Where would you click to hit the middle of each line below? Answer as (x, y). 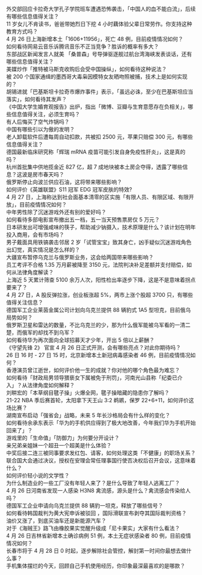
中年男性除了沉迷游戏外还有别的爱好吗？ (56, 212)
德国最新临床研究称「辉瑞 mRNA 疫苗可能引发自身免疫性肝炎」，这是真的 (96, 152)
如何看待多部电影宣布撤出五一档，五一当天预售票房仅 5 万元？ (83, 219)
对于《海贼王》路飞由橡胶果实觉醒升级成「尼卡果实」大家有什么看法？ (93, 528)
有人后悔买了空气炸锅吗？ (38, 122)
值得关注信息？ (25, 302)
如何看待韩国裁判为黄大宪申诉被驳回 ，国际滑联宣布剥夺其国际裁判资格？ (96, 513)
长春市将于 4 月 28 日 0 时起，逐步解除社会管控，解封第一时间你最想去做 (96, 551)
